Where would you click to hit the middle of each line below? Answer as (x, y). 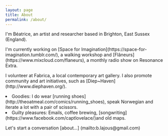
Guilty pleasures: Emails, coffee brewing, (55, 112)
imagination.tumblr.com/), (32, 55)
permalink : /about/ (26, 19)
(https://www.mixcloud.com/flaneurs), (45, 60)
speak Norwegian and (130, 102)
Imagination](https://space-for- (114, 50)
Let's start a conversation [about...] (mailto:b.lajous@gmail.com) (73, 128)
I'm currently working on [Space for (43, 50)
